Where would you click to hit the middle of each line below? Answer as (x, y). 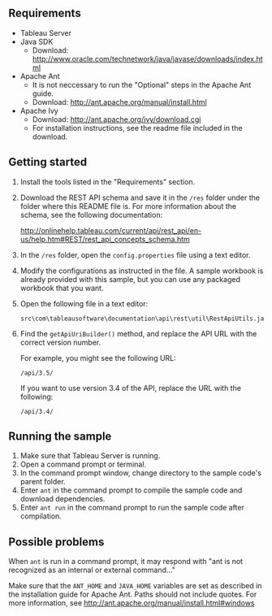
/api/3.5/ (37, 373)
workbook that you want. (62, 288)
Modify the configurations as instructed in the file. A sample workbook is (142, 271)
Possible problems (56, 542)
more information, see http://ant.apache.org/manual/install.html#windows (132, 603)
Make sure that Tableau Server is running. (90, 456)
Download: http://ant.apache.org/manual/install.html (119, 102)
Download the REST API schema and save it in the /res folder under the (140, 197)
